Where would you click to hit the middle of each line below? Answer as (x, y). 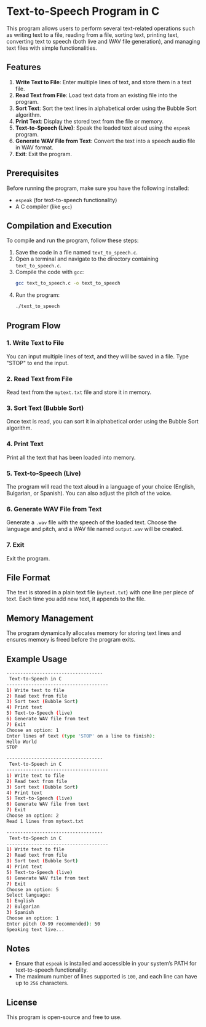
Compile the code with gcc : (50, 272)
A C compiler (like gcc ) (44, 207)
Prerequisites (33, 173)
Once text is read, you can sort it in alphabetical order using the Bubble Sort (102, 422)
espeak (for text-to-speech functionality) (66, 200)
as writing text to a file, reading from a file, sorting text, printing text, (93, 34)
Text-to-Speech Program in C (83, 11)
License (22, 1002)
